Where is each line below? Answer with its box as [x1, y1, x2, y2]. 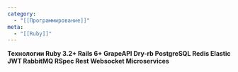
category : [7, 10, 37, 18]
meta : [7, 23, 23, 30]
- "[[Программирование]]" [13, 17, 91, 24]
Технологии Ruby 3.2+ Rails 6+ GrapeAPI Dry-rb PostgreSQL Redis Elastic [7, 49, 232, 58]
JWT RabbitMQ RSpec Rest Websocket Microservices [7, 57, 170, 66]
